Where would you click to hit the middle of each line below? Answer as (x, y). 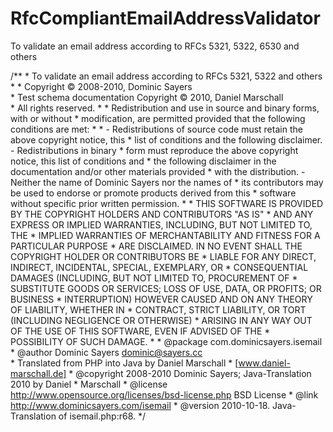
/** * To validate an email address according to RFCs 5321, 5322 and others (166, 76)
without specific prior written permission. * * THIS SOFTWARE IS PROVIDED (167, 203)
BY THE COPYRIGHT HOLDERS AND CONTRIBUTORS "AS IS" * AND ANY (162, 214)
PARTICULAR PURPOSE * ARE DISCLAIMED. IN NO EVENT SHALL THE (156, 246)
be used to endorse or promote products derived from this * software (153, 193)
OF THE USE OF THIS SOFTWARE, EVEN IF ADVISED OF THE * (140, 331)
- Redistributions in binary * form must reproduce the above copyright (154, 150)
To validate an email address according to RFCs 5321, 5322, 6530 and (155, 46)
